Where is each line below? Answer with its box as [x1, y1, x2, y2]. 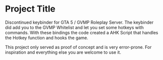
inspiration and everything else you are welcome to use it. [5, 49, 121, 55]
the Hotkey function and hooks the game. [5, 35, 89, 41]
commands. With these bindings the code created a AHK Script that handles [5, 30, 159, 35]
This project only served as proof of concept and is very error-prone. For [5, 44, 152, 50]
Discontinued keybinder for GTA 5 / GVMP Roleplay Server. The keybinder [5, 19, 154, 25]
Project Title [5, 3, 56, 15]
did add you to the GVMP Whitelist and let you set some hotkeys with [5, 24, 144, 30]
